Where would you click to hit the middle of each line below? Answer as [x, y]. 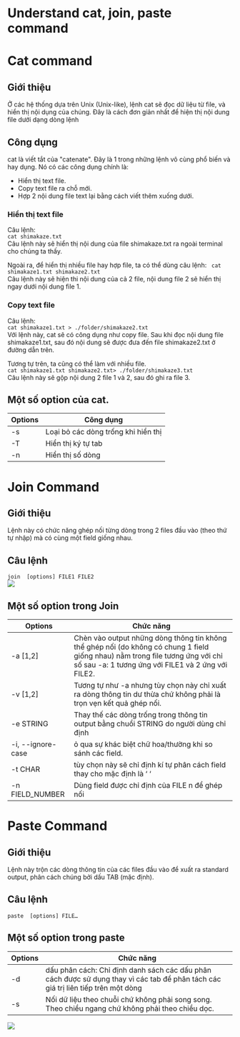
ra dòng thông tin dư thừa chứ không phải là [147, 694]
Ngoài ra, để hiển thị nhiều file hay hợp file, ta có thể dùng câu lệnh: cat [114, 265]
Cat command [50, 61]
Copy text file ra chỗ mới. [55, 188]
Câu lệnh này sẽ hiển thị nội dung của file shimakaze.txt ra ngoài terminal [115, 244]
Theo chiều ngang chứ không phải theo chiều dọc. [130, 1008]
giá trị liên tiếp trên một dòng [94, 988]
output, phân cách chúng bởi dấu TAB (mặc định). [81, 877]
